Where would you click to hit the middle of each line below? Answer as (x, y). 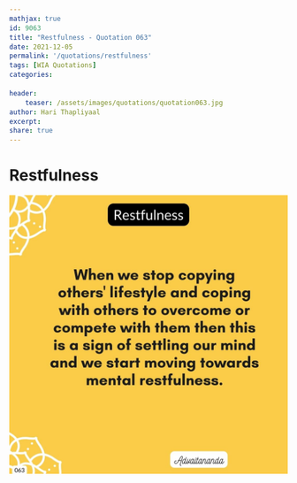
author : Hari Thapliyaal (55, 112)
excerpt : (25, 121)
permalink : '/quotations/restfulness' (80, 56)
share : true (31, 131)
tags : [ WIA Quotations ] (53, 65)
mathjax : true (35, 19)
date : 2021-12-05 (41, 47)
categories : (31, 75)
